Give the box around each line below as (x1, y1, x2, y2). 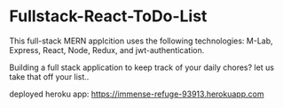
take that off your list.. (9, 71, 90, 81)
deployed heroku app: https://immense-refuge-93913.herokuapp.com (9, 89, 264, 99)
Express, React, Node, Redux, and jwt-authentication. (9, 44, 205, 55)
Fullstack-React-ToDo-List (9, 6, 208, 27)
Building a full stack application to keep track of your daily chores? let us (9, 62, 275, 73)
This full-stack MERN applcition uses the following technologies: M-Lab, (9, 35, 273, 46)
